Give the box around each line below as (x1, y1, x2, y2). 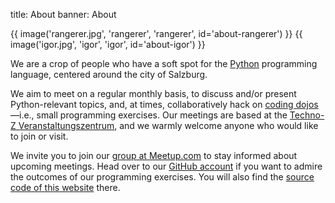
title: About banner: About (10, 9, 117, 20)
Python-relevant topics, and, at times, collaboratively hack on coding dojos (10, 99, 319, 110)
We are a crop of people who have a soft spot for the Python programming (10, 58, 318, 69)
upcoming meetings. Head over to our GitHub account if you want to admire (10, 160, 323, 172)
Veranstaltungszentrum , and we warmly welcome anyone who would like (18, 120, 319, 131)
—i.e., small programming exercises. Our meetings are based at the (10, 109, 288, 121)
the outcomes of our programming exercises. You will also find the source (10, 171, 315, 183)
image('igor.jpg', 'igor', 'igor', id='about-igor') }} (10, 39, 206, 50)
